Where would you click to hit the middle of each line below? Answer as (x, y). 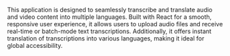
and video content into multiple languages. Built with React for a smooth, (110, 17)
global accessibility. (35, 46)
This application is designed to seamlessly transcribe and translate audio (110, 10)
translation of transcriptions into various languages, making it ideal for (106, 38)
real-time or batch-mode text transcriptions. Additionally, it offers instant (110, 31)
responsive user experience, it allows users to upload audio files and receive (115, 24)
